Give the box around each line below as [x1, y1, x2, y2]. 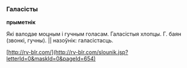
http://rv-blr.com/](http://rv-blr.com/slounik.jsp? [8, 49, 129, 56]
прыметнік [6, 19, 36, 26]
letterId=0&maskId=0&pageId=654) [6, 55, 96, 63]
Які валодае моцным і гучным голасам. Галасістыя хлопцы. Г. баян [6, 30, 182, 38]
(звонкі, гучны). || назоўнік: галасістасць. [6, 37, 114, 44]
